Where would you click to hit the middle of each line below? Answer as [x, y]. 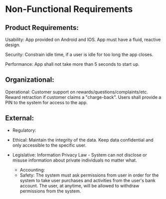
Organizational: [30, 80]
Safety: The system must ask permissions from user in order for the [89, 175]
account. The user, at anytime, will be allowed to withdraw [80, 186]
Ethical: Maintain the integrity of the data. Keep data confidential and [83, 140]
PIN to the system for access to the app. [47, 102]
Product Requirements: [42, 28]
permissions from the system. [50, 191]
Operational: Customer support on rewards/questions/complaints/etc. [77, 92]
